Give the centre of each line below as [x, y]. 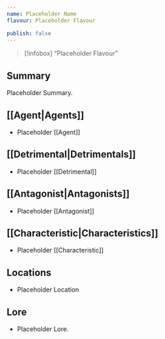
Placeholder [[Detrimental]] [57, 172]
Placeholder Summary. [40, 93]
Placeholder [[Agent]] [49, 132]
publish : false [29, 33]
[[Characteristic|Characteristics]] [82, 234]
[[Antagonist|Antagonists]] [68, 194]
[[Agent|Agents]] [45, 115]
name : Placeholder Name [42, 14]
